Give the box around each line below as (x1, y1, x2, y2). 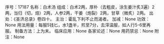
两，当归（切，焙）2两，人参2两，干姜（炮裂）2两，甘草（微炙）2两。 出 (5, 10, 154, 16)
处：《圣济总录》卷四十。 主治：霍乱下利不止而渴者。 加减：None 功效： (5, 16, 150, 22)
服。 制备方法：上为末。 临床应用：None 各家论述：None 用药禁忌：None (5, 28, 154, 33)
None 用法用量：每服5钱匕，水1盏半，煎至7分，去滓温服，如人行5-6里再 (5, 22, 151, 28)
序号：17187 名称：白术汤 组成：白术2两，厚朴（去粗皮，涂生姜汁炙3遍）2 (5, 4, 155, 10)
